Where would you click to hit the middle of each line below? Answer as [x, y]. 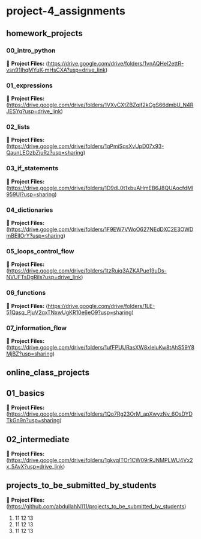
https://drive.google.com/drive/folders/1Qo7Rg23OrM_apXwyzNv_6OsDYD [100, 414]
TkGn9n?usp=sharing [33, 420]
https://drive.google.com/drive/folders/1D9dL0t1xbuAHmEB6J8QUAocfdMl [101, 188]
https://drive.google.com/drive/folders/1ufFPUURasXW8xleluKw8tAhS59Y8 [101, 347]
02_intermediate [38, 439]
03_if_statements [32, 168]
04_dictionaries [30, 210]
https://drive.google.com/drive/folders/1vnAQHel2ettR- [116, 63]
